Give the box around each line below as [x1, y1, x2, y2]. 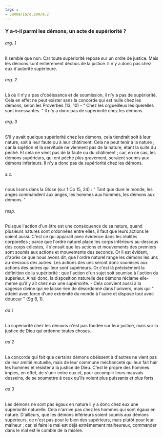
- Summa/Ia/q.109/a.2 [5, 12, 49, 17]
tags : [5, 7, 19, 12]
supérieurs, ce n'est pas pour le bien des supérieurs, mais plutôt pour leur [5, 417, 154, 423]
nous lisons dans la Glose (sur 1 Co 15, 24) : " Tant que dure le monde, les [5, 187, 153, 193]
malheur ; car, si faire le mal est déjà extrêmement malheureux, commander [5, 422, 157, 428]
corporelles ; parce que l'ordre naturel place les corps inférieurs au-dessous [5, 239, 159, 245]
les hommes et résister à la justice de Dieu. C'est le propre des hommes [5, 364, 150, 370]
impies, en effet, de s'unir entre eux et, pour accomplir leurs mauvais [5, 369, 143, 375]
